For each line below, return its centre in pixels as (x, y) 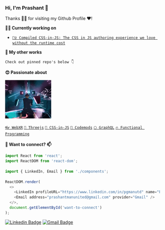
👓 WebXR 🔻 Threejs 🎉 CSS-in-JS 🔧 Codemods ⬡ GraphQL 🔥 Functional (74, 128)
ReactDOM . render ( (23, 182)
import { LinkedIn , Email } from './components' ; (57, 171)
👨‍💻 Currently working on (31, 28)
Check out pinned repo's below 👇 (40, 62)
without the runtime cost (39, 43)
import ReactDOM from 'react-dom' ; (41, 161)
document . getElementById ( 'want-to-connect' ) (56, 208)
